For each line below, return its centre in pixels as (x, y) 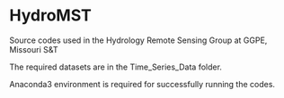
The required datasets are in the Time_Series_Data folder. (116, 67)
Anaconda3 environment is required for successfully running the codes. (142, 84)
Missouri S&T (34, 49)
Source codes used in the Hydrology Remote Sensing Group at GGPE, (138, 40)
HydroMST (51, 16)
